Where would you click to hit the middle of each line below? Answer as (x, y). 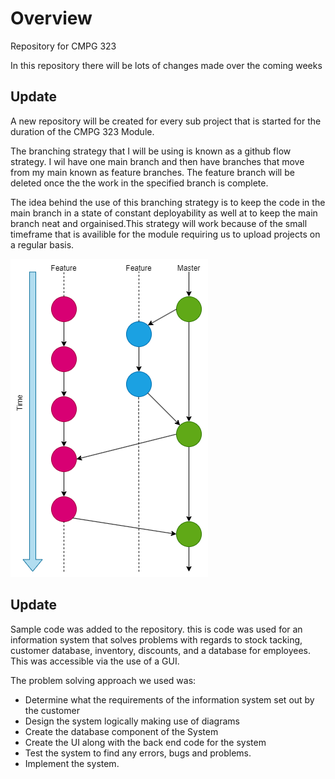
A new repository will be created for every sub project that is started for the (166, 121)
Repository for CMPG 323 (63, 46)
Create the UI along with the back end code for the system (145, 742)
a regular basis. (42, 244)
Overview (51, 18)
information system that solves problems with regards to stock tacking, (156, 639)
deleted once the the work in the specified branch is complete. (139, 183)
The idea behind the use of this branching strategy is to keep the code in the (168, 202)
